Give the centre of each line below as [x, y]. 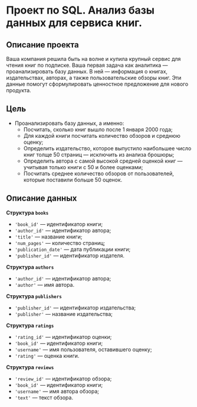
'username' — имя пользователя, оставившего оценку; [83, 349]
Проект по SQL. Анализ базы [81, 10]
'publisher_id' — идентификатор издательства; [75, 308]
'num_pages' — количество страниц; [60, 243]
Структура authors [30, 267]
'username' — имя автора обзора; [57, 391]
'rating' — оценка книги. [47, 356]
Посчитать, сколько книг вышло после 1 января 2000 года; [98, 129]
